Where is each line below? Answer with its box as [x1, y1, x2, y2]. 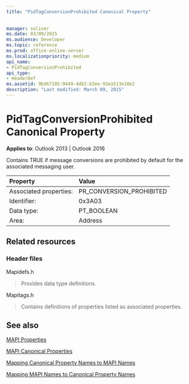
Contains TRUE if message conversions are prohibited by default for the [6, 156, 184, 163]
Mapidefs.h [6, 268, 34, 275]
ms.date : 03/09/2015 [6, 31, 58, 37]
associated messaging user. [6, 163, 75, 170]
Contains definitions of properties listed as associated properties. [20, 303, 182, 310]
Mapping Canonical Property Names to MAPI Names [6, 359, 136, 367]
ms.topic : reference [6, 42, 58, 48]
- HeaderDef [6, 75, 36, 81]
